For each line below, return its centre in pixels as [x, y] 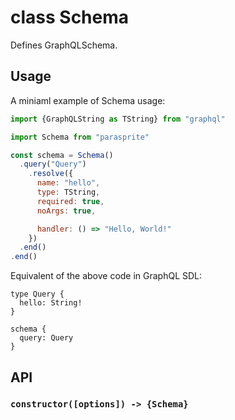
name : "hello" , [68, 183]
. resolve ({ [51, 174]
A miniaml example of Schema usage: [88, 100]
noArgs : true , [66, 211]
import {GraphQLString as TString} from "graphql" [118, 119]
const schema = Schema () [62, 155]
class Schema [70, 17]
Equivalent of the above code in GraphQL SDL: [106, 276]
